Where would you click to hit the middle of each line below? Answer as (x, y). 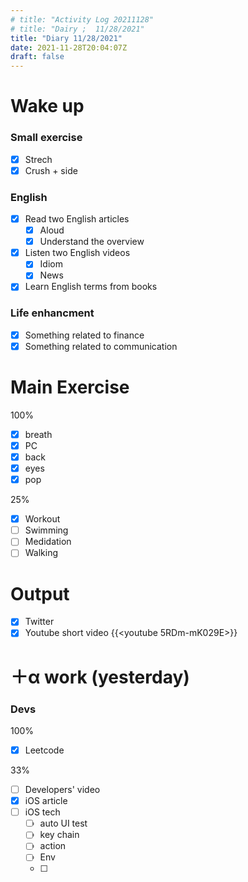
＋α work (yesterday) (100, 677)
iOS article (46, 801)
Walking (41, 553)
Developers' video (62, 789)
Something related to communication (101, 346)
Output (40, 593)
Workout (42, 519)
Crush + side (51, 170)
